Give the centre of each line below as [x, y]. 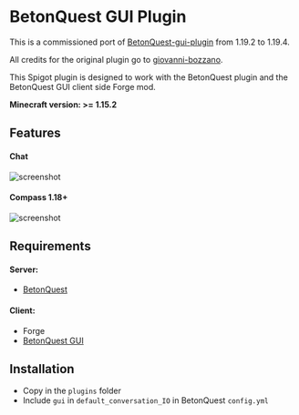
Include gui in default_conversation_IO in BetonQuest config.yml [145, 400]
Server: [24, 269]
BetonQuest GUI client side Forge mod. [83, 86]
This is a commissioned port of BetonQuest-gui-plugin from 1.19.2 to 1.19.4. [149, 42]
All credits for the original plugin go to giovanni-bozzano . [116, 59]
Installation [42, 369]
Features [35, 133]
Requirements [50, 246]
